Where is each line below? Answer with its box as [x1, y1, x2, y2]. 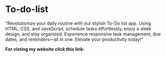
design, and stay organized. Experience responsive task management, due [5, 31, 161, 37]
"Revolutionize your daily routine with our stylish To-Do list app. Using [5, 20, 151, 26]
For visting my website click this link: [5, 46, 85, 52]
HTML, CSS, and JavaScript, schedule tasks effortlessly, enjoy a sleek [5, 25, 152, 31]
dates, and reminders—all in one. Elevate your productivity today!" [5, 36, 144, 42]
